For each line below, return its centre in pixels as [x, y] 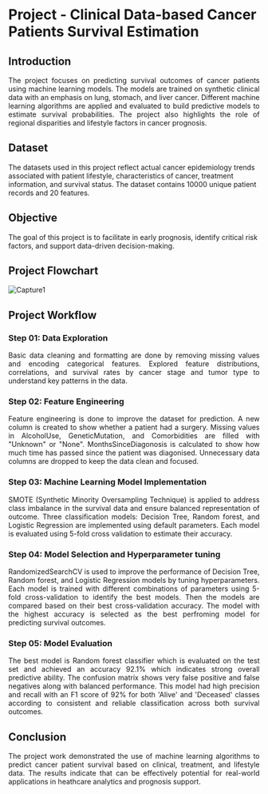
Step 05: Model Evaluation [61, 643]
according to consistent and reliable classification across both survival [134, 703]
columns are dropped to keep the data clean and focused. [104, 461]
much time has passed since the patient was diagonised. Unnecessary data [134, 453]
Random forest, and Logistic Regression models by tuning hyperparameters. [134, 581]
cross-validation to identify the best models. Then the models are [142, 597]
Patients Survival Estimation [104, 32]
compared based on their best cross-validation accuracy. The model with [134, 606]
